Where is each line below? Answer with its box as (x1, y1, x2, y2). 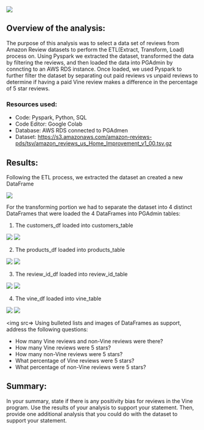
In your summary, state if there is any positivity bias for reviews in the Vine (6, 397, 193, 404)
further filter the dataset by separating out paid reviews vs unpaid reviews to (6, 71, 199, 79)
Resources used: (6, 100, 58, 109)
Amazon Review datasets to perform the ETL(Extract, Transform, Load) (6, 46, 185, 53)
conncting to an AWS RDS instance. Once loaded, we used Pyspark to (6, 65, 182, 73)
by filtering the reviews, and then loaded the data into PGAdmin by (6, 59, 173, 66)
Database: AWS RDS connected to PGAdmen (15, 127, 128, 134)
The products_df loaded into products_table (15, 246, 125, 253)
